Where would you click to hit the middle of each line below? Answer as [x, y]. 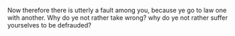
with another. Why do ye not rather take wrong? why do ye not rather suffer [118, 18]
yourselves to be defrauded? [49, 25]
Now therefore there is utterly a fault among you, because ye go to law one [117, 10]
